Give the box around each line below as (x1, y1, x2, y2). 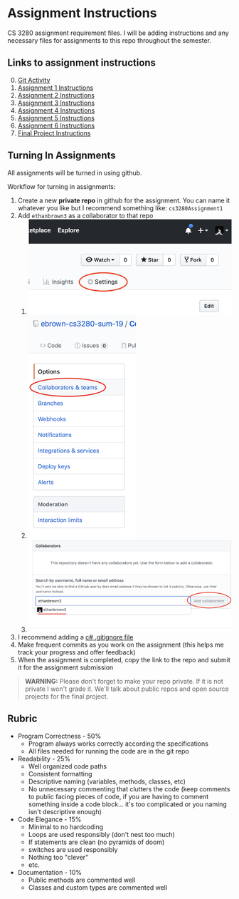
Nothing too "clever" (28, 853, 89, 861)
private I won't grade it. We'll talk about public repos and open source (24, 684, 229, 693)
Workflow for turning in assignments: (7, 182, 116, 190)
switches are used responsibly (28, 845, 118, 853)
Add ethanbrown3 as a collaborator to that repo (17, 211, 154, 220)
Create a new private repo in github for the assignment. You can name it (17, 196, 230, 205)
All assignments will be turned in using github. (7, 168, 142, 177)
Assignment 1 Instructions (17, 83, 94, 92)
